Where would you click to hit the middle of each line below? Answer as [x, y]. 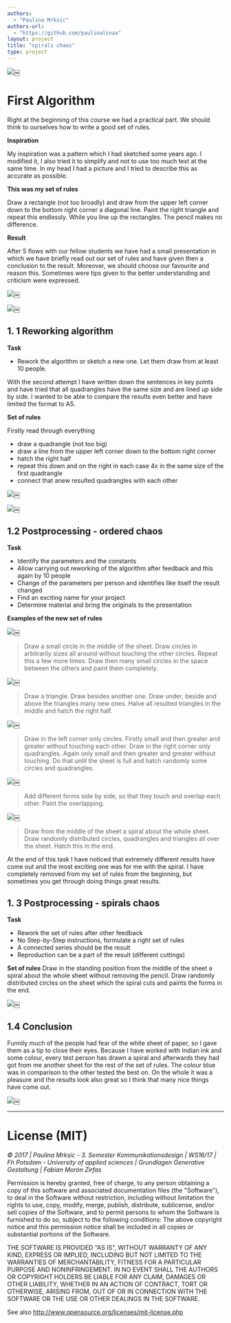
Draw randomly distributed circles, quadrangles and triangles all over [122, 839]
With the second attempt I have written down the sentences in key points [110, 382]
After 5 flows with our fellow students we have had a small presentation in [112, 251]
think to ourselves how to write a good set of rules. [79, 127]
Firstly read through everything [51, 430]
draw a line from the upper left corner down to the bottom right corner [117, 451]
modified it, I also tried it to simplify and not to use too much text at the [107, 161]
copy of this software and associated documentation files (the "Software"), [113, 1190]
